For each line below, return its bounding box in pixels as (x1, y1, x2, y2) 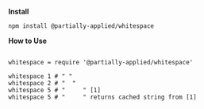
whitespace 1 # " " (8, 72, 73, 80)
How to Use (8, 36, 48, 45)
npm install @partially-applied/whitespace (8, 22, 155, 30)
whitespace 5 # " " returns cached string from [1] (8, 93, 197, 101)
